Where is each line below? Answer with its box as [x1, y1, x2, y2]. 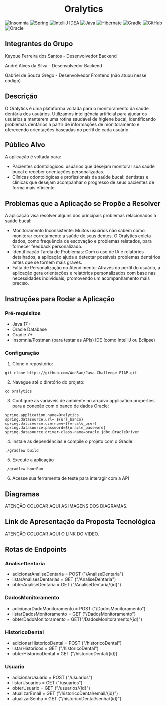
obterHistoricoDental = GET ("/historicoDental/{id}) [12, 651, 118, 657]
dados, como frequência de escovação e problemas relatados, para [12, 238, 152, 244]
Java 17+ [12, 321, 31, 327]
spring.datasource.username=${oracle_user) [5, 421, 97, 426]
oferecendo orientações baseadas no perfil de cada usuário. [5, 126, 130, 133]
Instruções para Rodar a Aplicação [5, 295, 115, 303]
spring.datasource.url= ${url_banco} [5, 417, 84, 422]
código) [5, 77, 21, 83]
